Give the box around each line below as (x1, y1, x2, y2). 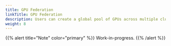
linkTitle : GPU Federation (5, 12, 63, 17)
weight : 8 (5, 21, 26, 26)
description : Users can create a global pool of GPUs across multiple (5, 16, 158, 21)
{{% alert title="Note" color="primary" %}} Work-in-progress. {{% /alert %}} (5, 35, 166, 41)
